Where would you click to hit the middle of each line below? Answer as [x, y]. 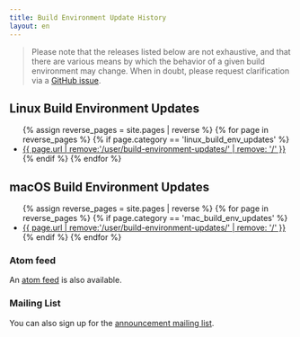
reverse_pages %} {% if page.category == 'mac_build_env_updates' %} [155, 218]
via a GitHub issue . [66, 80]
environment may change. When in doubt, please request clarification [160, 71]
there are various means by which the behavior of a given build [148, 61]
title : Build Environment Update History [88, 18]
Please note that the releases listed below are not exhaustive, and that [161, 51]
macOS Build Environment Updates [110, 186]
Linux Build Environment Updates [105, 108]
